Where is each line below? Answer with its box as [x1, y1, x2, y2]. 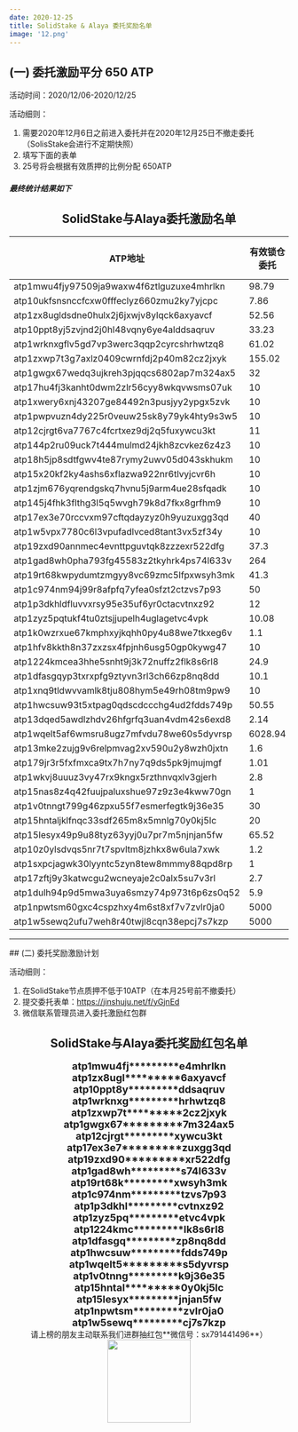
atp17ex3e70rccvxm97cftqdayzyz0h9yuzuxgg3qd [13, 511, 229, 523]
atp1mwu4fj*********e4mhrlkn [71, 1060, 227, 1073]
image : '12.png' [9, 29, 69, 38]
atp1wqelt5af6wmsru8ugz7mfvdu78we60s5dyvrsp [13, 728, 232, 740]
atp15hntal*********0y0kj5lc [74, 1281, 224, 1294]
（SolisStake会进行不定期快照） [21, 139, 139, 149]
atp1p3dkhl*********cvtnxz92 [74, 1200, 224, 1213]
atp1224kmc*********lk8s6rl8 [74, 1223, 224, 1236]
